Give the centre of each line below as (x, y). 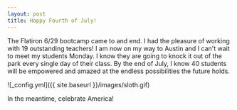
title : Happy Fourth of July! (52, 21)
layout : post (27, 14)
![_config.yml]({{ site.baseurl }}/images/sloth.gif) (79, 84)
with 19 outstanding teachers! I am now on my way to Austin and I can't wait (118, 48)
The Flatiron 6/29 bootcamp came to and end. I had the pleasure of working (118, 40)
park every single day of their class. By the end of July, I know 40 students (117, 63)
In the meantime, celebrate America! (60, 98)
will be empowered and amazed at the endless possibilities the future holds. (118, 71)
